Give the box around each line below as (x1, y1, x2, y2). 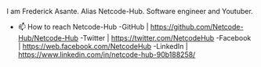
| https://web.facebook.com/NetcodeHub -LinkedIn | (17, 42, 188, 51)
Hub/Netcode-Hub (17, 33, 79, 42)
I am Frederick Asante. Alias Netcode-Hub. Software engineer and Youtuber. (6, 7, 253, 16)
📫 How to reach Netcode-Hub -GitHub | (17, 23, 149, 31)
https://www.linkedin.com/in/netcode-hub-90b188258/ (17, 50, 196, 59)
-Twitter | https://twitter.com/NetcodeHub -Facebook (80, 33, 252, 42)
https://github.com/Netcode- (150, 23, 244, 31)
